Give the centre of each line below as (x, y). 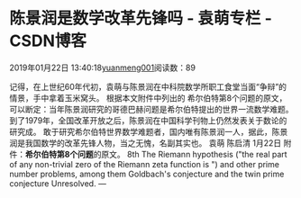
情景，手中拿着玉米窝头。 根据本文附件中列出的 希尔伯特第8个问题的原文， (148, 98)
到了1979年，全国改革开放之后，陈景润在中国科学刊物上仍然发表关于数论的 (148, 120)
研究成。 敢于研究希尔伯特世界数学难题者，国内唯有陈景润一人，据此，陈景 (149, 131)
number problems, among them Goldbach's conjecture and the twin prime (147, 174)
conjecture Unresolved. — (58, 183)
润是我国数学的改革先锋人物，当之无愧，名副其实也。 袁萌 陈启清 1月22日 (146, 143)
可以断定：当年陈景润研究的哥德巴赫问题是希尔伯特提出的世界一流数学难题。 (151, 109)
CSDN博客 (48, 41)
